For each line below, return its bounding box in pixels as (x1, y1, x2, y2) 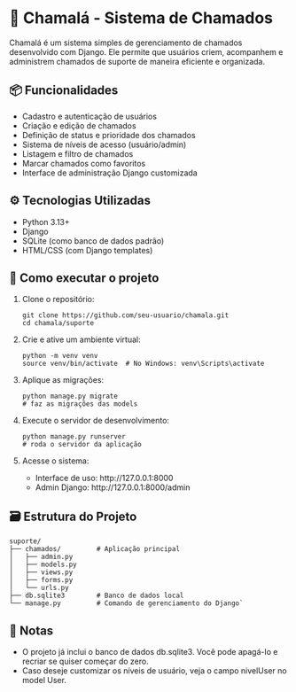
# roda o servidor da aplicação (21, 440, 142, 449)
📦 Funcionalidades (9, 83, 119, 98)
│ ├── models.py (9, 560, 77, 570)
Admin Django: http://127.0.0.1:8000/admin (35, 482, 191, 493)
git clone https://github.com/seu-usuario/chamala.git (21, 311, 230, 320)
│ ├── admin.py (9, 553, 74, 562)
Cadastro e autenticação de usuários (21, 111, 158, 121)
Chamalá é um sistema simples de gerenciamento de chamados (9, 37, 243, 48)
